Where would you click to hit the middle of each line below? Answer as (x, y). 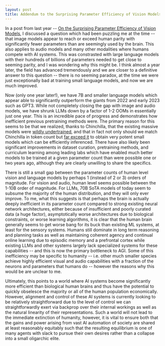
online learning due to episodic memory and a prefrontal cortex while (75, 240)
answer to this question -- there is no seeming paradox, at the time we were (82, 75)
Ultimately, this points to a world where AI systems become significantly (78, 281)
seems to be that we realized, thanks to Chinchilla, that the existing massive (82, 126)
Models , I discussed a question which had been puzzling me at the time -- (80, 33)
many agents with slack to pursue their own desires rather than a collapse (80, 333)
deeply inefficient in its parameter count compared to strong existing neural (82, 204)
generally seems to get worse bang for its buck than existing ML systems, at (82, 224)
